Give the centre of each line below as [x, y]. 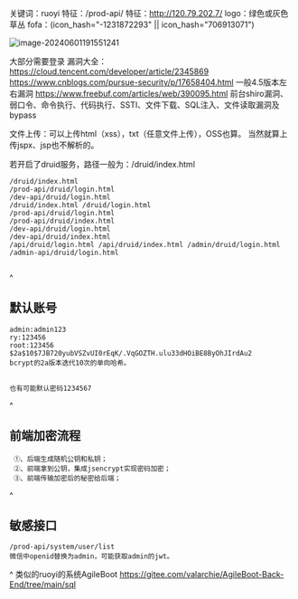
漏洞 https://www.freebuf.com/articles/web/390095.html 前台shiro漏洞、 [153, 94]
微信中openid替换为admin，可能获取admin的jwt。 [92, 556]
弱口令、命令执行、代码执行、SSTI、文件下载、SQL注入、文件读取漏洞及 [144, 105]
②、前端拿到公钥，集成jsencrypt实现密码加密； [92, 469]
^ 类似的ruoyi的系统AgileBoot [64, 575]
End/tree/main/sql [43, 585]
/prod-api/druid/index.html [62, 221]
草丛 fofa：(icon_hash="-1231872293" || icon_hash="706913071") [132, 24]
